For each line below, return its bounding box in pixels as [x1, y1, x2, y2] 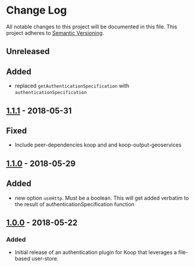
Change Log [6, 4, 67, 17]
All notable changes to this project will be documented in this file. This [6, 23, 178, 30]
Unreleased [6, 47, 50, 57]
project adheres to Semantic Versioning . [6, 29, 104, 36]
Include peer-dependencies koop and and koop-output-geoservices [14, 141, 182, 148]
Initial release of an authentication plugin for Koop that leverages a [14, 249, 177, 256]
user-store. [31, 255, 59, 262]
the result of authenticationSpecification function [14, 200, 135, 207]
